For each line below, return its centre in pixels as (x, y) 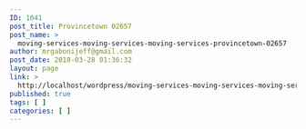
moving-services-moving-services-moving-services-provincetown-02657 (152, 43)
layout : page (34, 69)
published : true (40, 94)
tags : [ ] (28, 102)
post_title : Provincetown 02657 (71, 26)
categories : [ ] (40, 111)
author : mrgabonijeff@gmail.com (71, 52)
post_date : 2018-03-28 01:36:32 (71, 60)
